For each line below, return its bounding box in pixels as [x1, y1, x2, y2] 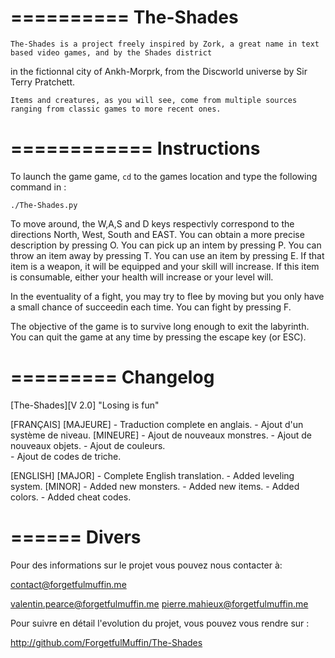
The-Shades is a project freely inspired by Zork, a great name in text [10, 39, 320, 49]
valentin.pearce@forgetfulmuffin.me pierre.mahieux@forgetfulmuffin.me [10, 597, 309, 610]
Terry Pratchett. [10, 76, 76, 88]
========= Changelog [10, 366, 215, 389]
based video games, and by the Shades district [10, 47, 213, 58]
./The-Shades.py [10, 200, 78, 210]
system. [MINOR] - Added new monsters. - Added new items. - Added [10, 480, 300, 492]
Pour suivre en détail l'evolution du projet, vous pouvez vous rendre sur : [10, 617, 310, 629]
